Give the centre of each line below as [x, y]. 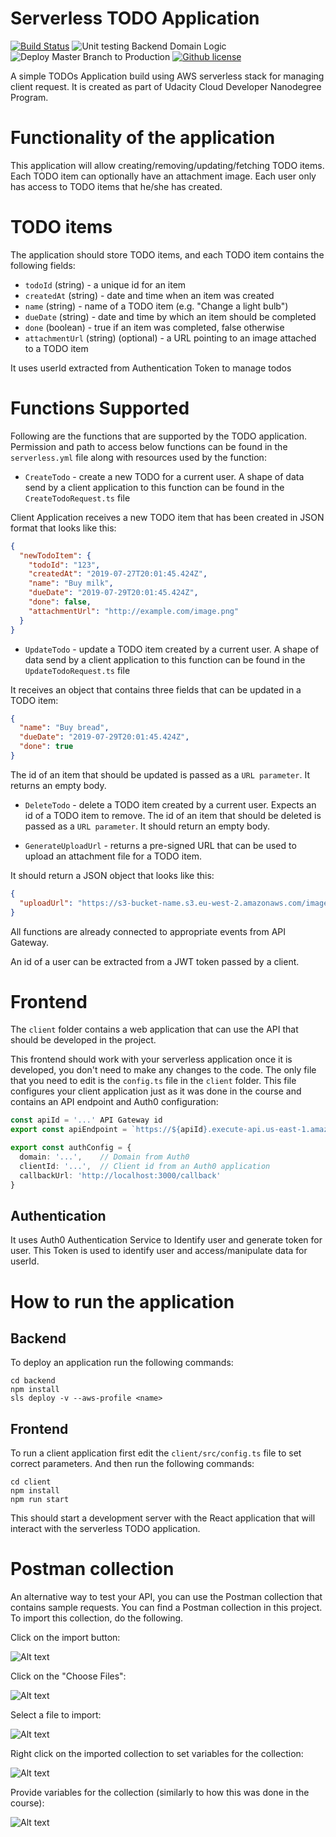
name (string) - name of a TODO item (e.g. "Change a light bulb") [156, 306]
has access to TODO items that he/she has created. [116, 186]
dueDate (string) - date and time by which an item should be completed [170, 316]
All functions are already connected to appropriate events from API [148, 931]
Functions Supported [100, 408]
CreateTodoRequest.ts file [77, 498]
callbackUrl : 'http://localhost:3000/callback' [120, 1175]
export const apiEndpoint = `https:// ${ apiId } [109, 1130]
